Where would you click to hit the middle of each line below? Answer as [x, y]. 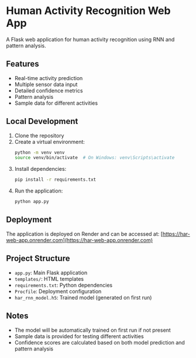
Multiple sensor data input [46, 84]
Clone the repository [39, 135]
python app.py [32, 202]
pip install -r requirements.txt [55, 180]
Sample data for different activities [56, 103]
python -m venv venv [39, 152]
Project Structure [38, 259]
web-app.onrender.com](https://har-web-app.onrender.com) [80, 240]
